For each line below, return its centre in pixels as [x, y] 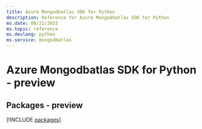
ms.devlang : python [31, 35]
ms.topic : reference [32, 29]
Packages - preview [45, 105]
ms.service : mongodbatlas [39, 40]
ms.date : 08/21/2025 [32, 23]
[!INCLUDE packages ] [34, 120]
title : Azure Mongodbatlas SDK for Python [61, 12]
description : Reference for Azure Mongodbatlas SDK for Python [88, 18]
